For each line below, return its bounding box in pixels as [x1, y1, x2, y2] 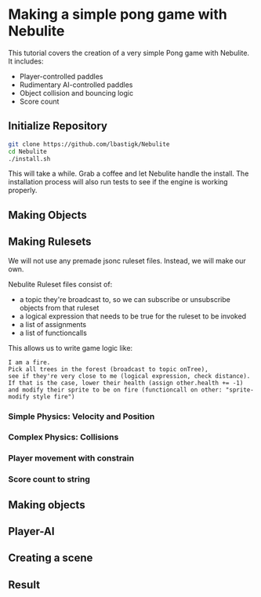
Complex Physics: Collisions [8, 431, 119, 442]
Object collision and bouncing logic [19, 88, 134, 97]
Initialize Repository [8, 119, 108, 133]
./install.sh [8, 155, 51, 162]
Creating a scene [8, 551, 93, 565]
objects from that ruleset [19, 303, 100, 312]
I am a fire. [8, 359, 51, 366]
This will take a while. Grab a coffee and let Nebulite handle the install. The [8, 169, 249, 178]
